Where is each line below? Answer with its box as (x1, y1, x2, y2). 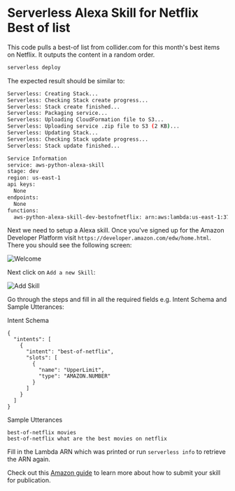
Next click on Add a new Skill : (7, 268, 96, 277)
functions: (7, 207, 39, 214)
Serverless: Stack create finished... (7, 103, 120, 110)
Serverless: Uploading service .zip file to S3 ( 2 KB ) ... (7, 123, 180, 130)
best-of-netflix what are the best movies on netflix (7, 436, 168, 443)
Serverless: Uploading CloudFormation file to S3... (7, 116, 164, 123)
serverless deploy (7, 64, 61, 71)
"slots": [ (25, 354, 58, 361)
